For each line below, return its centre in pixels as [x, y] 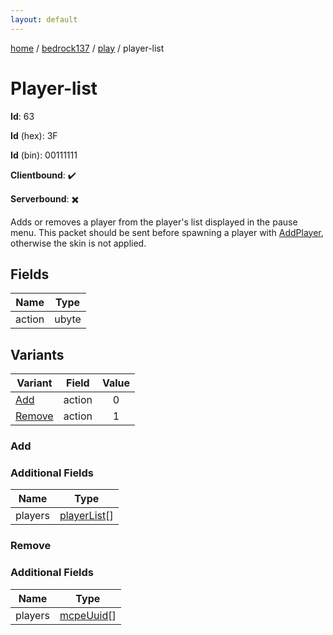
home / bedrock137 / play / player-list [87, 48]
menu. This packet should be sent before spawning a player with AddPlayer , [167, 232]
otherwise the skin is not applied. [78, 243]
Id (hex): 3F [34, 135]
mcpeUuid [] [88, 615]
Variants [37, 354]
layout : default [44, 19]
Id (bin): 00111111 [44, 155]
